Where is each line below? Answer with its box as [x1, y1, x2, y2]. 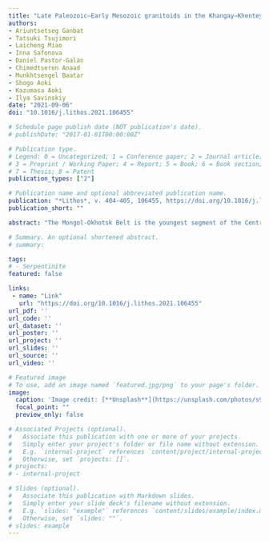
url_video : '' [8, 358, 56, 367]
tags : [8, 255, 26, 263]
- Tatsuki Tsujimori [8, 34, 78, 42]
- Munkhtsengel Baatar [8, 71, 84, 79]
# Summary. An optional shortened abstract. [8, 233, 159, 241]
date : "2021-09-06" [8, 101, 74, 109]
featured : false [8, 270, 62, 278]
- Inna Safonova [8, 49, 62, 57]
